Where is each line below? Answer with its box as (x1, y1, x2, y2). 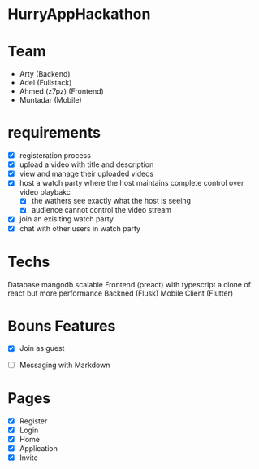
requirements (7, 124, 101, 142)
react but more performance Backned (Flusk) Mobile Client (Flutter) (7, 288, 234, 298)
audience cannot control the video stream (31, 205, 172, 215)
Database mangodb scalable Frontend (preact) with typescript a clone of (7, 279, 252, 289)
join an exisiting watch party (19, 214, 114, 224)
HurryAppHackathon (7, 5, 151, 24)
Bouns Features (7, 317, 116, 335)
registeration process (19, 151, 91, 160)
